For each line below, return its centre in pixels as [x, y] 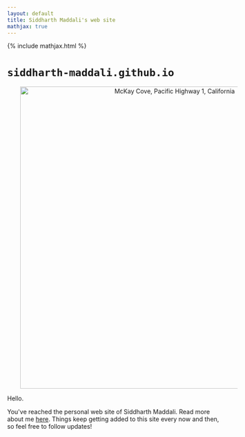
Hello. [16, 398]
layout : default [30, 13]
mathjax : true [28, 26]
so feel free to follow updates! [50, 427]
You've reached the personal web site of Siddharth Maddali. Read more [109, 412]
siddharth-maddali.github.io [91, 73]
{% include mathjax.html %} [47, 46]
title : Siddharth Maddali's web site [61, 20]
